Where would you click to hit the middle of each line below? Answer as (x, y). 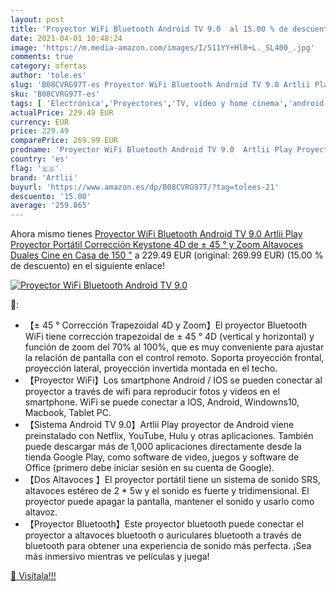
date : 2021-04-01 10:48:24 (66, 38)
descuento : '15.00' (51, 196)
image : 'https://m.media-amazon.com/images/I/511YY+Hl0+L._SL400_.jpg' (162, 47)
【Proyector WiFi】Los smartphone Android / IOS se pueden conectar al (173, 380)
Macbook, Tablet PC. (68, 413)
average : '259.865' (51, 206)
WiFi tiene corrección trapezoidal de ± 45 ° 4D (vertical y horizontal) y (169, 337)
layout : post (37, 19)
